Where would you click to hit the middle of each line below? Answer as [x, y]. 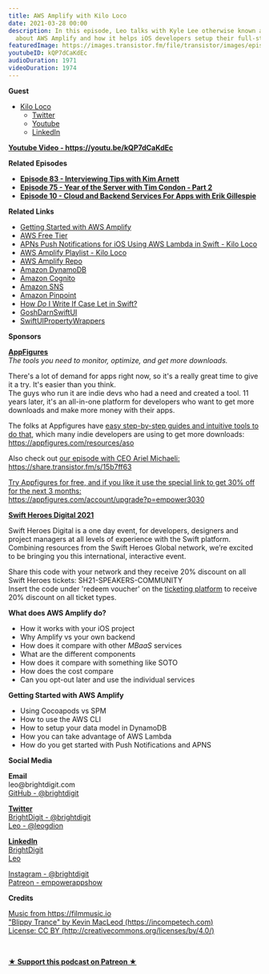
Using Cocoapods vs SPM [63, 711]
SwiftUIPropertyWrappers [62, 320]
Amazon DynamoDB [53, 269]
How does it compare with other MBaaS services [101, 645]
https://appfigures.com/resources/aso [71, 442]
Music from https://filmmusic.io [60, 913]
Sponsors [25, 336]
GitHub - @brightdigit [44, 793]
